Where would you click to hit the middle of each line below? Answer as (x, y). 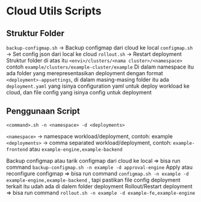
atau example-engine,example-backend (76, 149)
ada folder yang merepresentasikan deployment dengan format (85, 73)
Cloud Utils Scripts (54, 11)
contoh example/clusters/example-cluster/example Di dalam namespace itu (100, 67)
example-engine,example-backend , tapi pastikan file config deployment (93, 180)
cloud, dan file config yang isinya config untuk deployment (79, 92)
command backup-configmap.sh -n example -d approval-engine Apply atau (99, 167)
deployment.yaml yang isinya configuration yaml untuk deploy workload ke (98, 86)
